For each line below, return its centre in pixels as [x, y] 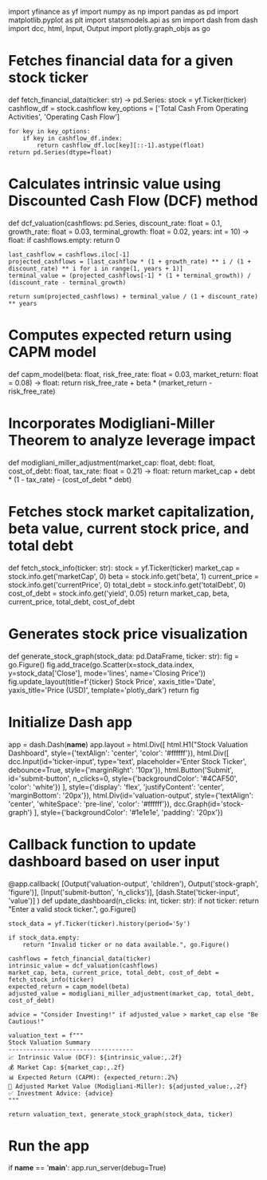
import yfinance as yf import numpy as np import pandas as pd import [124, 12]
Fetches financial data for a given [121, 61]
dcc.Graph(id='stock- [209, 804]
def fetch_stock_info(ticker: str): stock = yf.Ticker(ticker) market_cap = [124, 568]
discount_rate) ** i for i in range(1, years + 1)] [96, 268]
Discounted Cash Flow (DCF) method [133, 201]
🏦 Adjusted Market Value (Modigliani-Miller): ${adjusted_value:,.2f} [128, 1086]
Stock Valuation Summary [49, 1042]
